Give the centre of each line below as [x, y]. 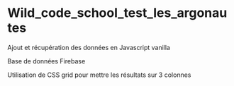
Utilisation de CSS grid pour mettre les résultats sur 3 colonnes [99, 75]
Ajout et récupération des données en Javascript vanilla [89, 47]
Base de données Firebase [46, 61]
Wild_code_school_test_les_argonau [117, 13]
